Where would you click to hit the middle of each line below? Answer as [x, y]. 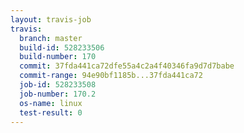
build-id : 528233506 [62, 47]
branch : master [51, 38]
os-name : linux [51, 103]
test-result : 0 [51, 112]
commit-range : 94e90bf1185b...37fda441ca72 [111, 76]
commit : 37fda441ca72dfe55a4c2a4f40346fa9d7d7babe [127, 66]
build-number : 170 [58, 57]
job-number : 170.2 [58, 94]
